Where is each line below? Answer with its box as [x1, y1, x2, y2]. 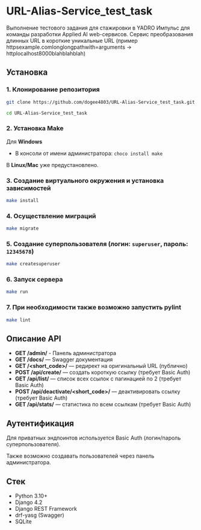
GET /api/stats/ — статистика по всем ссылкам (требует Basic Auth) [14, 401, 191, 408]
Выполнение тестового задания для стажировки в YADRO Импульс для [6, 24, 190, 31]
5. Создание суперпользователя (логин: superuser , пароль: [6, 239, 188, 248]
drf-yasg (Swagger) [14, 511, 64, 519]
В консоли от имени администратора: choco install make [14, 150, 163, 157]
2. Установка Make [6, 124, 64, 133]
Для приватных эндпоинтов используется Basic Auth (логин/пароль [6, 434, 181, 441]
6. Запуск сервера [6, 276, 63, 284]
